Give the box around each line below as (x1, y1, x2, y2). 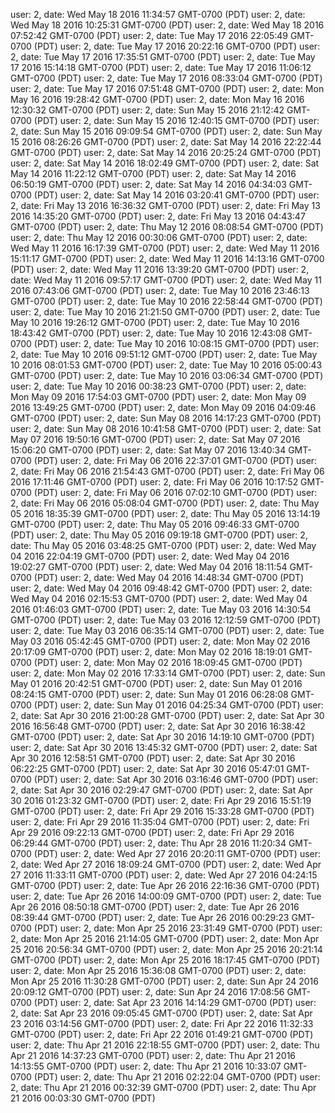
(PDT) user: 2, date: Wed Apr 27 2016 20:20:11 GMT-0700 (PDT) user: (33, 848, 322, 859)
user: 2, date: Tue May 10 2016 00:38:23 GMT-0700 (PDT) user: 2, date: (10, 380, 307, 392)
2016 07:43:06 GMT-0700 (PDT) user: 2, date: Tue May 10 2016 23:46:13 (10, 285, 310, 296)
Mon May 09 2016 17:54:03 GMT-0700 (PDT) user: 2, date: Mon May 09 (10, 391, 307, 403)
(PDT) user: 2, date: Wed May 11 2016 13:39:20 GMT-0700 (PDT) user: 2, (10, 264, 310, 275)
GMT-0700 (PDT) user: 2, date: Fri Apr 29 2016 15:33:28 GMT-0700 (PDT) (10, 805, 315, 817)
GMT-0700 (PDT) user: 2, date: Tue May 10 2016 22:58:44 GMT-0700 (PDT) (10, 295, 323, 307)
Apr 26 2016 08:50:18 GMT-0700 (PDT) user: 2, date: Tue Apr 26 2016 (10, 901, 300, 913)
